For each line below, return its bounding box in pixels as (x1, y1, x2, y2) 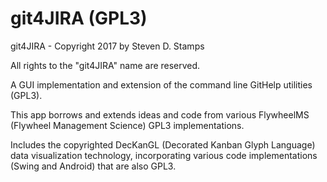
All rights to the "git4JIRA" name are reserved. (10, 59, 201, 71)
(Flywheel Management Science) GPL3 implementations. (10, 119, 245, 131)
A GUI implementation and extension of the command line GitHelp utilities (10, 78, 313, 91)
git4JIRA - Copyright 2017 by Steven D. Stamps (10, 40, 205, 52)
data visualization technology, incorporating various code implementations (10, 149, 318, 161)
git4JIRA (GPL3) (10, 7, 148, 30)
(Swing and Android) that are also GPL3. (10, 160, 177, 172)
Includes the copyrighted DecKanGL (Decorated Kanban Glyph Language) (10, 138, 316, 151)
